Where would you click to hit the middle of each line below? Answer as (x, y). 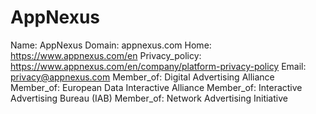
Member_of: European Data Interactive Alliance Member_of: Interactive (156, 87)
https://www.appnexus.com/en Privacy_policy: (106, 55)
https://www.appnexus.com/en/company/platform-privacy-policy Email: (158, 66)
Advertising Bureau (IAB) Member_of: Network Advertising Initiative (149, 98)
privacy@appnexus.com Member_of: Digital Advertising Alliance (142, 77)
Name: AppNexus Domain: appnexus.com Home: (111, 45)
